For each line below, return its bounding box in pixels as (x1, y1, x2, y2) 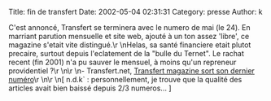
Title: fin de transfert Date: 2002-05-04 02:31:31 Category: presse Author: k (8, 7, 263, 16)
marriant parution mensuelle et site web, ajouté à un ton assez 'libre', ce (8, 32, 250, 41)
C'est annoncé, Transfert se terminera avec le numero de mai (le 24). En (8, 23, 251, 32)
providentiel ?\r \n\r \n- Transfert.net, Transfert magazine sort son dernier (8, 66, 255, 76)
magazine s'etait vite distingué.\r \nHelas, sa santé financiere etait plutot (8, 40, 251, 50)
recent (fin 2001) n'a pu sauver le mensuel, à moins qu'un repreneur (8, 57, 237, 67)
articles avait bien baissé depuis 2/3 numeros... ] (8, 83, 173, 93)
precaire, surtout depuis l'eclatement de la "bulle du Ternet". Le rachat (8, 49, 244, 58)
